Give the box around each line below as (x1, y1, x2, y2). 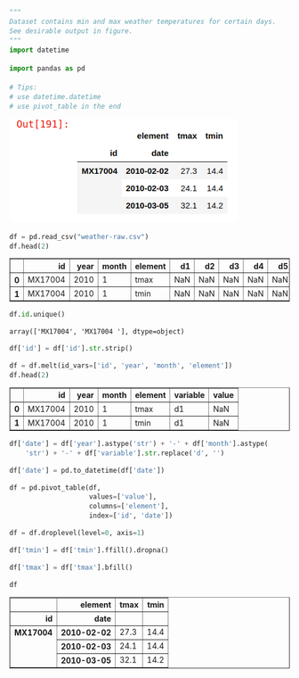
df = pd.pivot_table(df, (9, 483, 101, 492)
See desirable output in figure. (9, 26, 133, 36)
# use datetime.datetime (9, 92, 101, 101)
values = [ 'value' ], (88, 492, 158, 501)
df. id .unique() (9, 310, 66, 319)
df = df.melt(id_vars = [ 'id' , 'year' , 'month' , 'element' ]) (9, 361, 233, 370)
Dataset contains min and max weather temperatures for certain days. (9, 17, 277, 26)
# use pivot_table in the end (9, 102, 122, 111)
